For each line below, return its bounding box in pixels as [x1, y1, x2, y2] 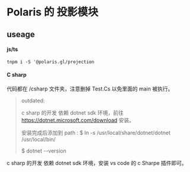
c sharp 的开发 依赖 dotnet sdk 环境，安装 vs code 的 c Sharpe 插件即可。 [7, 159, 187, 166]
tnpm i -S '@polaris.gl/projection [7, 59, 95, 65]
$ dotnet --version [21, 147, 67, 154]
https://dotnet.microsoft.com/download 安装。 [21, 116, 135, 124]
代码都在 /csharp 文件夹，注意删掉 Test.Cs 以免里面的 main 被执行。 [7, 85, 173, 92]
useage [7, 29, 35, 39]
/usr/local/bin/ [21, 135, 56, 142]
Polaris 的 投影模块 [7, 5, 98, 19]
